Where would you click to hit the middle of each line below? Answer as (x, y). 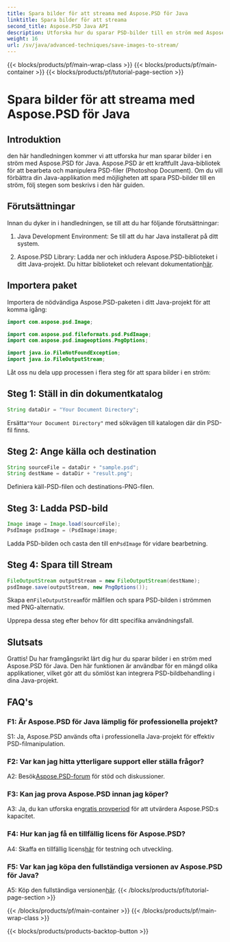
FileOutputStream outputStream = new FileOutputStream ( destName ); (104, 581)
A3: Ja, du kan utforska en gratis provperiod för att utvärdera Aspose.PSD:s (113, 809)
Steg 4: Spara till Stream (60, 565)
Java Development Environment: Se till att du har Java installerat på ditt (117, 236)
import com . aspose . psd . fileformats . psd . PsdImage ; (79, 334)
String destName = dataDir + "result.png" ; (70, 474)
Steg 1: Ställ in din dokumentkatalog (85, 394)
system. (28, 243)
